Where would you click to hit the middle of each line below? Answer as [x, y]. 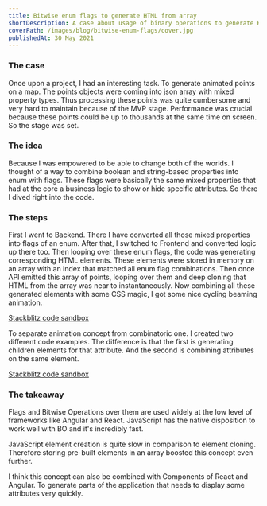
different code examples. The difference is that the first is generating [121, 342]
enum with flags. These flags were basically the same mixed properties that [132, 180]
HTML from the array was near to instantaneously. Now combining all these [132, 286]
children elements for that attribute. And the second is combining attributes [131, 350]
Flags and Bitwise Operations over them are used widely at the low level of [130, 412]
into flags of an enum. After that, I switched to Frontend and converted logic [132, 243]
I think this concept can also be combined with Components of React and [128, 477]
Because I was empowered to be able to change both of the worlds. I [121, 163]
